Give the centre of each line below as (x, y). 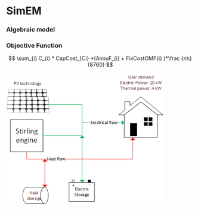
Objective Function (34, 46)
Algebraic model (31, 30)
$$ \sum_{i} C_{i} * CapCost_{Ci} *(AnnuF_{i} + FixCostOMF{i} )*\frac (94, 58)
